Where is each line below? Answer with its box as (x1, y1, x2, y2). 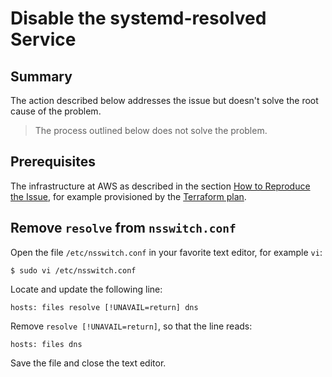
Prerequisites (10, 153, 96, 171)
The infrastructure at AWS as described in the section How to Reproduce (10, 180, 311, 192)
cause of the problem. (10, 105, 102, 117)
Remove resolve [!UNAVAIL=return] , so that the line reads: (10, 320, 253, 332)
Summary (10, 68, 73, 85)
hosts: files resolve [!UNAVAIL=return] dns (10, 302, 199, 312)
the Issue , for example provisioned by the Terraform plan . (10, 190, 247, 202)
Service (10, 28, 77, 51)
